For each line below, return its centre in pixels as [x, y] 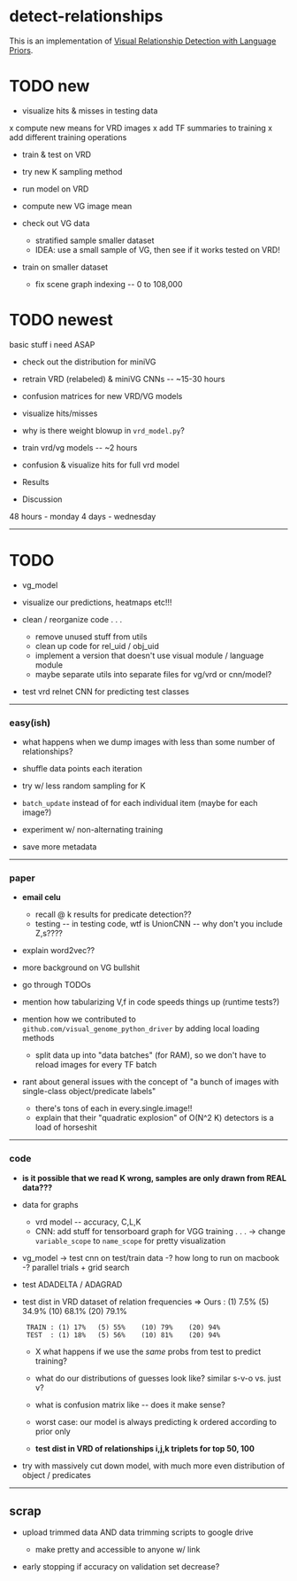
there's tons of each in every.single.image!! [114, 1108]
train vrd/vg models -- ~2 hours [80, 447]
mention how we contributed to [79, 1019]
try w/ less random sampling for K [84, 786]
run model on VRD [55, 189]
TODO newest [61, 320]
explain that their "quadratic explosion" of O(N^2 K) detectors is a [154, 1118]
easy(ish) [30, 723]
